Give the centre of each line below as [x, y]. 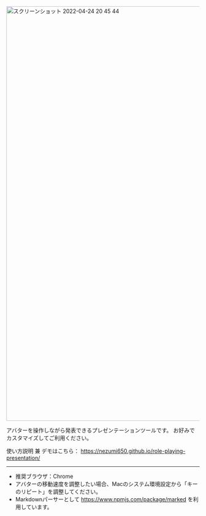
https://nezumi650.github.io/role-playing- [133, 451]
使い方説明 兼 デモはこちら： [43, 451]
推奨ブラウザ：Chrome [44, 476]
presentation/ [23, 458]
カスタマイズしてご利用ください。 [49, 438]
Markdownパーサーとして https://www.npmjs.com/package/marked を [104, 499]
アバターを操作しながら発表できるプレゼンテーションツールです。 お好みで [101, 430]
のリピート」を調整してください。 [58, 491]
